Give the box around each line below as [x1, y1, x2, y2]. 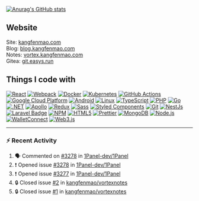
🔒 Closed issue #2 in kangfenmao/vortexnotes [14, 178, 128, 186]
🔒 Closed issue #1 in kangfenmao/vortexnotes [14, 187, 127, 195]
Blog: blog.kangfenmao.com [6, 44, 75, 52]
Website [6, 23, 37, 33]
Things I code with [6, 75, 76, 85]
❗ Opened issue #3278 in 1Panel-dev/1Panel [14, 161, 121, 168]
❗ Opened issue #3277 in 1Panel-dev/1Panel [14, 170, 121, 177]
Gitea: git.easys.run [6, 57, 54, 65]
